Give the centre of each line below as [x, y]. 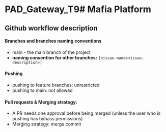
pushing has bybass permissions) [47, 119]
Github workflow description [51, 28]
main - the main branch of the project [51, 52]
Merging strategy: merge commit [47, 124]
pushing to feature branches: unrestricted [56, 85]
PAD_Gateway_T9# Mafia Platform [78, 9]
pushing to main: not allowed [42, 90]
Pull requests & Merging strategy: [41, 102]
